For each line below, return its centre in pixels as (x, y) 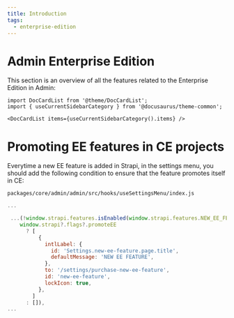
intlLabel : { (63, 244)
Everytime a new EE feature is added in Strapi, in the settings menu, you (110, 166)
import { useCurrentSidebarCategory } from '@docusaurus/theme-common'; (115, 107)
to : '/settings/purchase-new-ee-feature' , (107, 270)
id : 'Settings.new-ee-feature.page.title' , (115, 251)
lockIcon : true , (68, 283)
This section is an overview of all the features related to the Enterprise (108, 80)
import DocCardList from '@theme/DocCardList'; (78, 101)
